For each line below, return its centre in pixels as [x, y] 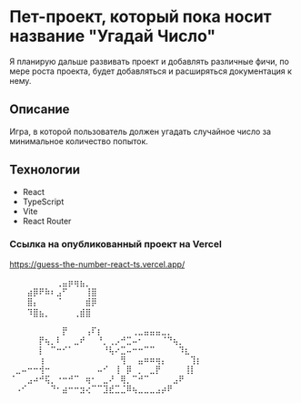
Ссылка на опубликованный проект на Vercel [116, 244]
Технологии [45, 170]
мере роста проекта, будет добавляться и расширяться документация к [151, 71]
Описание [40, 110]
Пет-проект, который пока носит [140, 17]
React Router [47, 221]
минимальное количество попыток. [79, 141]
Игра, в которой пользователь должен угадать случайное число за [140, 131]
